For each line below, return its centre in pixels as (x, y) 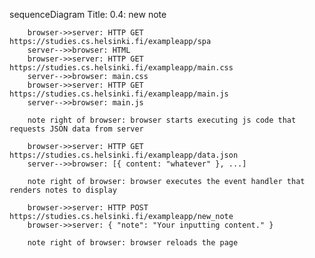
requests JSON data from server (76, 129)
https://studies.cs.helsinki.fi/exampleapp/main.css (121, 68)
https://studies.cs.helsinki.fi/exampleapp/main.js (119, 94)
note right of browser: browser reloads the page (133, 243)
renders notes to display (63, 190)
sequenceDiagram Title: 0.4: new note (88, 14)
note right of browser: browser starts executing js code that (162, 120)
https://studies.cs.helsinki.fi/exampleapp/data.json (124, 155)
